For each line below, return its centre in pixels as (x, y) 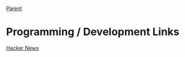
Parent (14, 8)
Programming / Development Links (93, 32)
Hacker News (23, 48)
